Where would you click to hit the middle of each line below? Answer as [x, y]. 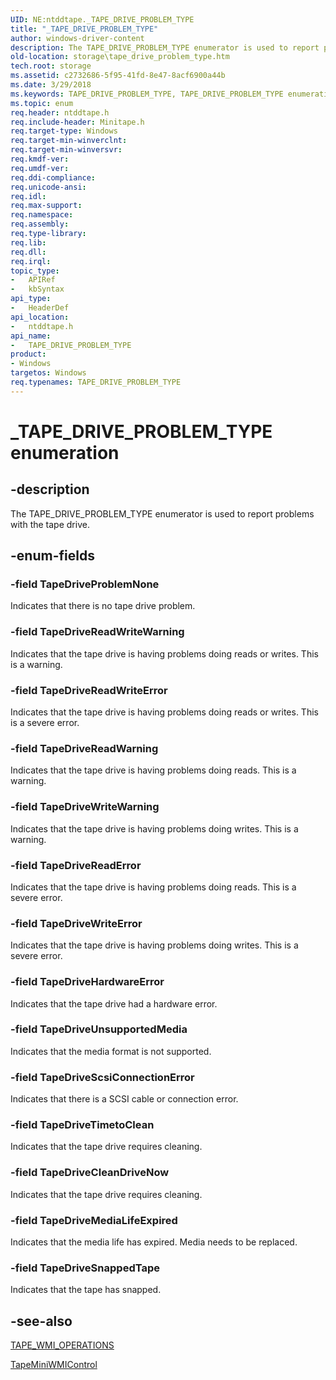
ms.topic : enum [42, 103]
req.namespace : [42, 215]
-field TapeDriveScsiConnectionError [102, 1077]
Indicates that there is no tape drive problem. [103, 606]
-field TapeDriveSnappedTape [85, 1268]
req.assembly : [40, 224]
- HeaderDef [40, 308]
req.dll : [28, 252]
